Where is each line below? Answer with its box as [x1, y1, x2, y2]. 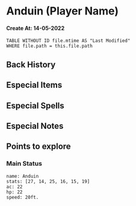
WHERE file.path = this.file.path [6, 43, 93, 49]
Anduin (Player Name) [6, 4, 119, 18]
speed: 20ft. [6, 194, 39, 200]
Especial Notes [6, 120, 64, 131]
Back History [6, 59, 56, 70]
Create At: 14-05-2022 [6, 24, 65, 31]
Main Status [6, 160, 42, 168]
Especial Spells [6, 101, 64, 111]
